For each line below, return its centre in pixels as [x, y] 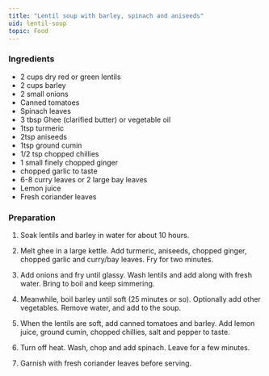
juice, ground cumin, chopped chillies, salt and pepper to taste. [125, 332]
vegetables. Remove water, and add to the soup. [101, 307]
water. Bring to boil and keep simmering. [87, 283]
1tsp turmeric [42, 128]
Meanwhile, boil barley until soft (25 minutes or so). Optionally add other [140, 299]
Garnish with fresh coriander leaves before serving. [106, 363]
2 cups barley [43, 85]
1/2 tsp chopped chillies [59, 153]
